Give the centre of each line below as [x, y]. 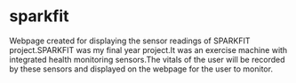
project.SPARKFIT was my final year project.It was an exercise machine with [148, 49]
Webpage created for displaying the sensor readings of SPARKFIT [130, 41]
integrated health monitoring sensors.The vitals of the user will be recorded [148, 59]
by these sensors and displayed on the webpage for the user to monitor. [141, 69]
